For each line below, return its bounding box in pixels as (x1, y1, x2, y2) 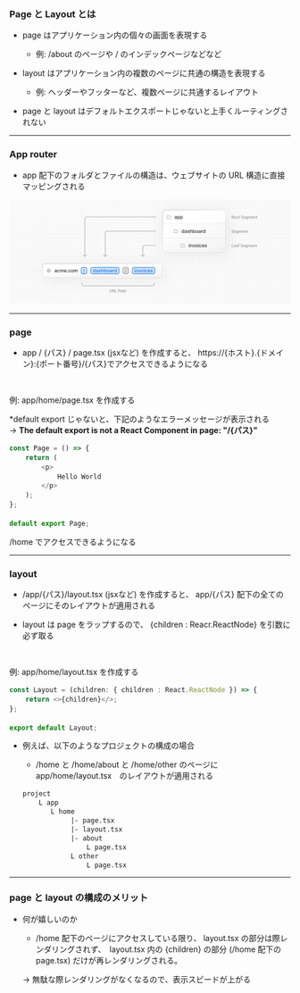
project (21, 789, 51, 798)
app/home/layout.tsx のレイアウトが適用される (35, 771, 214, 781)
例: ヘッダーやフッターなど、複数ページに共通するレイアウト (35, 87, 259, 97)
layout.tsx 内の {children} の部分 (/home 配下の (109, 944, 281, 955)
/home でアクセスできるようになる (9, 536, 137, 547)
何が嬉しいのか (21, 914, 78, 924)
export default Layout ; (9, 723, 98, 732)
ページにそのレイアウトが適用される (21, 600, 156, 611)
